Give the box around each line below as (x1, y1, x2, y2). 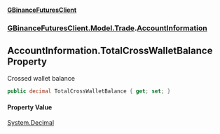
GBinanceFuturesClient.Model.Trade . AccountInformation (7, 23, 208, 33)
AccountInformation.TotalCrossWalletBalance (7, 44, 213, 56)
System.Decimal (7, 119, 55, 127)
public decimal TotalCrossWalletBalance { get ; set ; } (7, 88, 171, 95)
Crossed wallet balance (7, 74, 76, 83)
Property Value (7, 102, 53, 112)
